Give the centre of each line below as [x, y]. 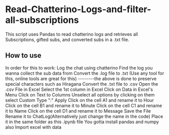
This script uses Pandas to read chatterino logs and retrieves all [72, 34]
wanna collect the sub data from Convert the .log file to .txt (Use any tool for [85, 73]
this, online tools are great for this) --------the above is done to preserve [81, 78]
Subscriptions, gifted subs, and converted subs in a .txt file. [67, 40]
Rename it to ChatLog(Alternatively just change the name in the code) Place [84, 116]
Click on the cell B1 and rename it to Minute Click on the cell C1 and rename [84, 106]
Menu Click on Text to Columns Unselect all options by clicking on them [80, 94]
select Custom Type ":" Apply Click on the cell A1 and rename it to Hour [80, 100]
